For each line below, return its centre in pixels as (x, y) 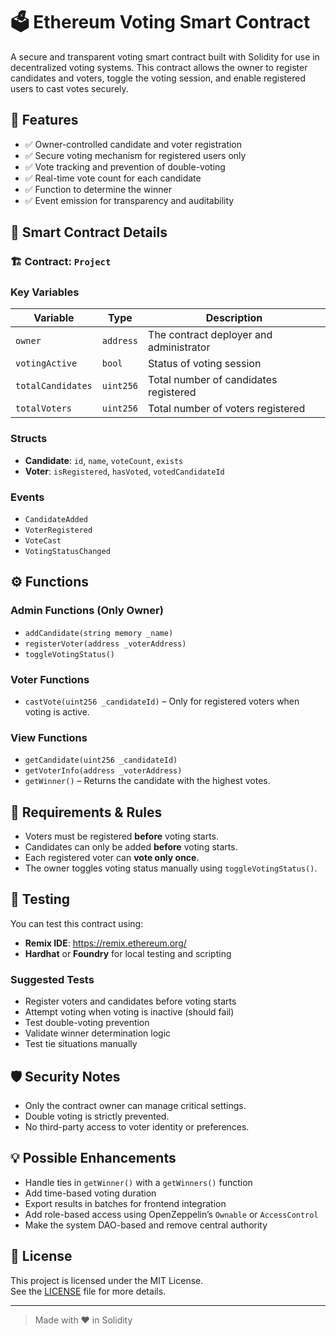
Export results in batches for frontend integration (125, 1203)
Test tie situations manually (81, 1044)
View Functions (49, 737)
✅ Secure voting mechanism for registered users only (135, 155)
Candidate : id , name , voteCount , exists (104, 460)
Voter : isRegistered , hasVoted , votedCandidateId (124, 471)
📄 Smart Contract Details (89, 232)
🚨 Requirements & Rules (86, 812)
